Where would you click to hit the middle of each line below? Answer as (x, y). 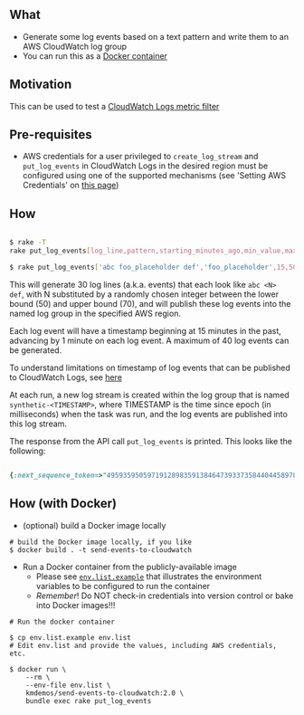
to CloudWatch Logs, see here (66, 377)
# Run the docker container (62, 622)
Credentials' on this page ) (71, 186)
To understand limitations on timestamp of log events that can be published (150, 367)
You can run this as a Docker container (95, 56)
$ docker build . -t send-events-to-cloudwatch (101, 550)
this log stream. (38, 424)
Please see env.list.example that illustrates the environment (149, 576)
